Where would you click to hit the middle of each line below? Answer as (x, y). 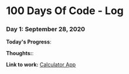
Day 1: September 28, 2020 (46, 29)
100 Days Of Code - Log (65, 11)
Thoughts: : (20, 53)
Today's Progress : (29, 42)
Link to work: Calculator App (41, 65)
